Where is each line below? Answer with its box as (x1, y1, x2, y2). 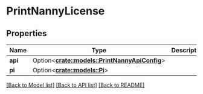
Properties (6, 28, 47, 39)
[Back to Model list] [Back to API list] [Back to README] (6, 81, 145, 89)
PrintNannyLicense (6, 4, 105, 18)
